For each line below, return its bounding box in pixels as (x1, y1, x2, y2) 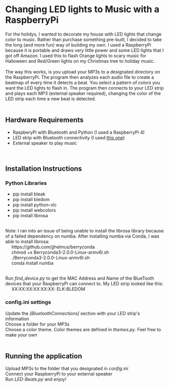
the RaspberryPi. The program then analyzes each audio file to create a (5, 74, 154, 80)
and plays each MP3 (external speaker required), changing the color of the (5, 90, 161, 96)
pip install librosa (12, 213, 48, 219)
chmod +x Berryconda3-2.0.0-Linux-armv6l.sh (11, 249, 109, 255)
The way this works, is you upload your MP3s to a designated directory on (5, 68, 160, 74)
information (5, 316, 29, 322)
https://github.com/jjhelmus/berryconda (11, 244, 95, 250)
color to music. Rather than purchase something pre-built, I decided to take (5, 36, 162, 43)
